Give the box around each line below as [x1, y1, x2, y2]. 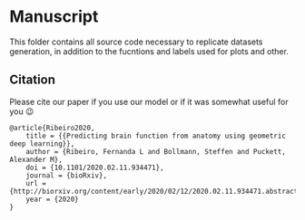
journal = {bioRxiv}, [25, 170, 107, 180]
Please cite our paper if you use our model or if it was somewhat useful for [9, 96, 289, 107]
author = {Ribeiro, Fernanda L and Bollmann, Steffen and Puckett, [25, 147, 286, 156]
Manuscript [9, 6, 99, 27]
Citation [9, 72, 56, 88]
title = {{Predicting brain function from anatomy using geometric [25, 131, 286, 140]
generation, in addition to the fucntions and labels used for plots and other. [9, 45, 289, 56]
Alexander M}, [9, 155, 64, 164]
